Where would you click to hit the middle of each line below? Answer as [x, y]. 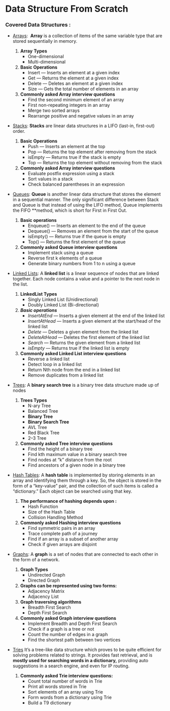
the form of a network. [36, 560]
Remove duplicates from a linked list [66, 375]
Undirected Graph [46, 575]
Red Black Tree [44, 433]
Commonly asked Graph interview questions [68, 618]
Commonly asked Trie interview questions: [66, 676]
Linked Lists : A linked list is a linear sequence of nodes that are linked [86, 273]
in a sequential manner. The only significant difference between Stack [86, 200]
